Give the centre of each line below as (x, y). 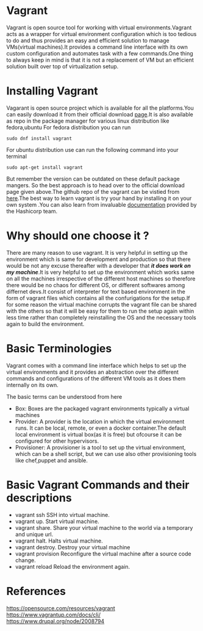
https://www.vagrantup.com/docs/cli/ (53, 615)
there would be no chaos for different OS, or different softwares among (96, 285)
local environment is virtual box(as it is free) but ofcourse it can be (98, 434)
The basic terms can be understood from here (64, 396)
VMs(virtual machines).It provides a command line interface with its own (97, 47)
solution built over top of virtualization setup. (62, 66)
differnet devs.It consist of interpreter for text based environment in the (96, 291)
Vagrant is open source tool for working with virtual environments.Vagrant (99, 27)
